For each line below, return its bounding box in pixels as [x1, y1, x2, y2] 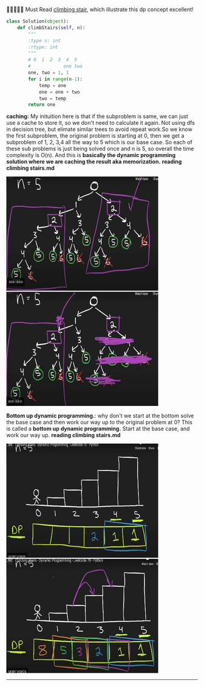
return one [28, 102, 56, 108]
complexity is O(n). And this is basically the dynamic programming [6, 152, 176, 159]
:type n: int [28, 37, 61, 44]
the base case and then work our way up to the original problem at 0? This [6, 419, 192, 426]
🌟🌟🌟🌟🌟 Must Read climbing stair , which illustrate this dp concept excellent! [6, 6, 194, 13]
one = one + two [38, 89, 80, 95]
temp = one [38, 82, 67, 88]
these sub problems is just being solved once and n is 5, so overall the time [6, 145, 194, 152]
